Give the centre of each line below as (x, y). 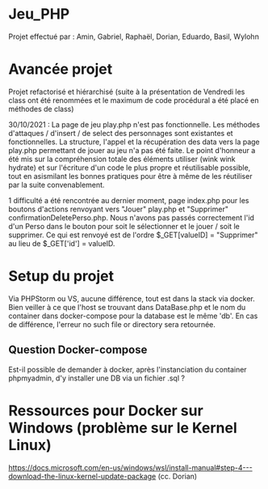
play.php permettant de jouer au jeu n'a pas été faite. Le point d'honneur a (132, 150)
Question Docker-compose (78, 350)
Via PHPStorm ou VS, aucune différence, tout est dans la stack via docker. (132, 298)
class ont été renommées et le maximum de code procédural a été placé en (134, 100)
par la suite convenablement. (57, 185)
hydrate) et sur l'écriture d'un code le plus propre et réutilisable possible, (130, 168)
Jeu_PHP (39, 14)
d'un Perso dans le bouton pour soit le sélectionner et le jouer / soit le (124, 226)
